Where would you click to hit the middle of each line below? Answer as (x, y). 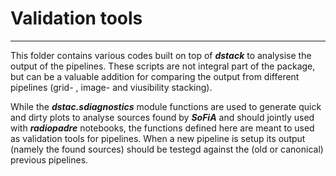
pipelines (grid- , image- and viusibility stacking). (111, 87)
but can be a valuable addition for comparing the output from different (155, 76)
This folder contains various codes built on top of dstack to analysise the (161, 55)
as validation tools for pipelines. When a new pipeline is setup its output (158, 138)
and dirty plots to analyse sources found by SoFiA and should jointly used (162, 117)
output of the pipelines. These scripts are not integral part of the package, (163, 66)
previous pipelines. (49, 159)
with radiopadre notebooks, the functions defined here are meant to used (162, 128)
